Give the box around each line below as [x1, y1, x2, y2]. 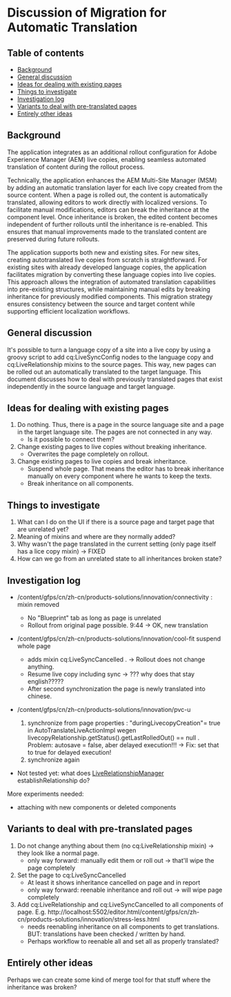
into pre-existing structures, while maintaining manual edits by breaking [7, 285, 210, 293]
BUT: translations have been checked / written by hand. [27, 929, 186, 938]
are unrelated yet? [17, 525, 69, 533]
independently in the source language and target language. [7, 382, 176, 390]
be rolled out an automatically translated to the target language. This [7, 367, 201, 376]
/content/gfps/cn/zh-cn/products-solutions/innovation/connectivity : [17, 593, 212, 601]
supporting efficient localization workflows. [7, 307, 130, 315]
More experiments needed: [7, 790, 84, 798]
